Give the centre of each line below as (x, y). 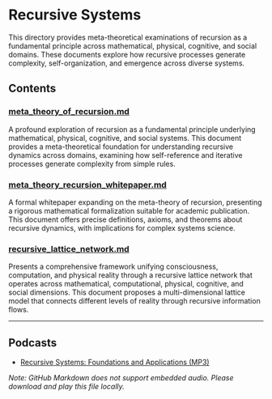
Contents (32, 89)
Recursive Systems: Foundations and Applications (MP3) (115, 363)
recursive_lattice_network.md (69, 248)
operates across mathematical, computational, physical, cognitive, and (126, 284)
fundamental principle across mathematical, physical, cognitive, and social (133, 45)
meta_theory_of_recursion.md (69, 112)
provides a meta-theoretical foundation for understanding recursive (121, 146)
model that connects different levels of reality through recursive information (134, 301)
